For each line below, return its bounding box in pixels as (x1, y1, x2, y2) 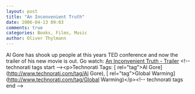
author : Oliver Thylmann (6, 35, 67, 41)
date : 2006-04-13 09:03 (6, 19, 64, 25)
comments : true (6, 24, 43, 31)
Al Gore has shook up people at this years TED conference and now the (6, 52, 178, 58)
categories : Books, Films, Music (6, 30, 88, 36)
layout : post (6, 8, 38, 15)
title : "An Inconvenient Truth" (6, 14, 85, 20)
